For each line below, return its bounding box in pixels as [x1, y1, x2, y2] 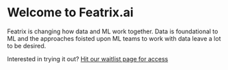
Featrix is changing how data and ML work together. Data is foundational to [7, 27, 218, 35]
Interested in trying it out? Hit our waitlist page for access [7, 54, 169, 63]
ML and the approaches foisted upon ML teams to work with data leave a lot [7, 34, 221, 42]
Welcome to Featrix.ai [7, 5, 134, 20]
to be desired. [7, 41, 46, 50]
